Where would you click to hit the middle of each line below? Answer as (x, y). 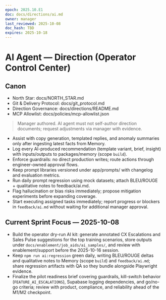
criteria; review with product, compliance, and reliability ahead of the (89, 287)
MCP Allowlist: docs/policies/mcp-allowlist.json (61, 114)
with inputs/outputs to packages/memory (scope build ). (70, 154)
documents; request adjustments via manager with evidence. (80, 129)
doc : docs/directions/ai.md (34, 14)
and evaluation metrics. (36, 175)
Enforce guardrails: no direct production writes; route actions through (83, 159)
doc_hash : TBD (20, 28)
